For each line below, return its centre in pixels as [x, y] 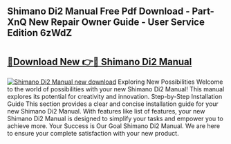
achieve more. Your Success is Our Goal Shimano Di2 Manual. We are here [113, 126]
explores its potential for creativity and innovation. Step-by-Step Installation [115, 97]
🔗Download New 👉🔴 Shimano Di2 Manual [100, 62]
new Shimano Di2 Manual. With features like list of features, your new [106, 111]
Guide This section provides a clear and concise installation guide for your [113, 104]
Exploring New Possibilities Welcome [170, 82]
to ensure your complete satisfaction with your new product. [93, 133]
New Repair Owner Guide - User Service [117, 22]
